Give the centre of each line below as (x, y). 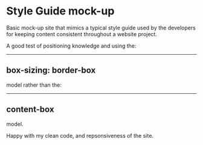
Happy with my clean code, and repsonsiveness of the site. (80, 135)
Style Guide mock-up (60, 11)
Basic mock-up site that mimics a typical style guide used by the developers (101, 28)
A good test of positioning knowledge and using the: (71, 46)
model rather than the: (34, 85)
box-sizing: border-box (51, 70)
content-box (30, 110)
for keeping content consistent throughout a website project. (82, 34)
